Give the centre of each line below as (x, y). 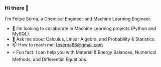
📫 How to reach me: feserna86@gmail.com (57, 45)
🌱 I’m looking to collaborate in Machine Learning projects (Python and (84, 28)
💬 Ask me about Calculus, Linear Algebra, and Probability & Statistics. (84, 39)
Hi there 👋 (17, 8)
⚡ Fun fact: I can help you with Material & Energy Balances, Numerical (84, 52)
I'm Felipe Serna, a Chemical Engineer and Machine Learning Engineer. (78, 19)
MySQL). (21, 34)
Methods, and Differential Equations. (50, 59)
